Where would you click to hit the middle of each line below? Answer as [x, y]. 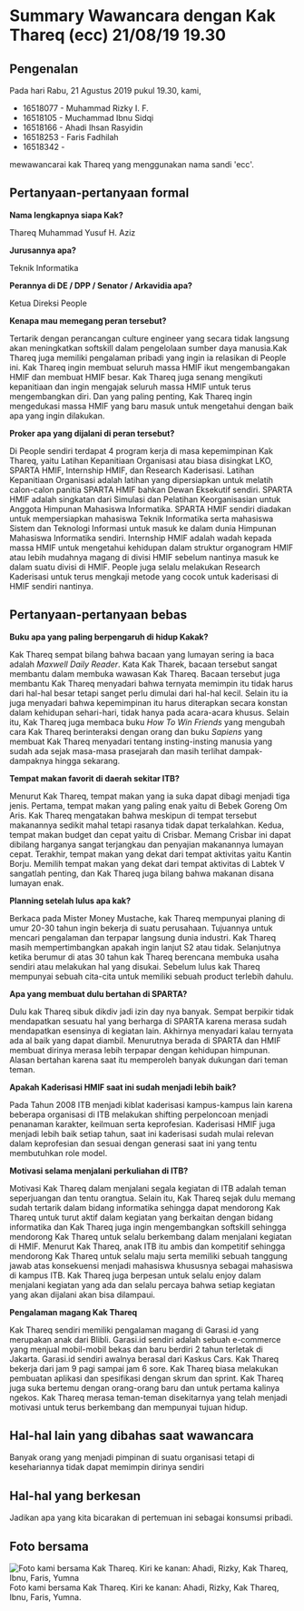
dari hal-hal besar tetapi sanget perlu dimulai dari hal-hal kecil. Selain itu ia [149, 693]
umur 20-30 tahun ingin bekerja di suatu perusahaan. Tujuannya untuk [142, 928]
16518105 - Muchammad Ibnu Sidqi [88, 118]
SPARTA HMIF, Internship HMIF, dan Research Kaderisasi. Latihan [132, 470]
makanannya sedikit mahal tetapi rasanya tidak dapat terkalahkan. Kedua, [147, 825]
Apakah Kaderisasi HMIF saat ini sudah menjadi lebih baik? [123, 1087]
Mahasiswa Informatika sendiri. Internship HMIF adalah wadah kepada [141, 538]
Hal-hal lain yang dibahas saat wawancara [132, 1436]
